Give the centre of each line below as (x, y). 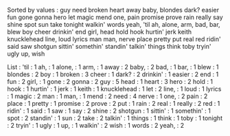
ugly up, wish (26, 54)
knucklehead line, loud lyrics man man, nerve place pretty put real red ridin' (114, 39)
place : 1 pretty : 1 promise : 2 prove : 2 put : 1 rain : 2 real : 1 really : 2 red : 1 (114, 103)
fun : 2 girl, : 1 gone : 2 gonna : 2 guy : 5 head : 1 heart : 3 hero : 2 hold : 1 (110, 81)
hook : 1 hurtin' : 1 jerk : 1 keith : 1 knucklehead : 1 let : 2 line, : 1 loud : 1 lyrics (114, 89)
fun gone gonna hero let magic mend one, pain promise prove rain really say (115, 17)
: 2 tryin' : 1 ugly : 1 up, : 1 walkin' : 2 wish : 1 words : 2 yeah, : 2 (96, 125)
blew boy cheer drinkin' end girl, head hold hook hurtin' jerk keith (100, 32)
